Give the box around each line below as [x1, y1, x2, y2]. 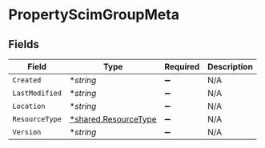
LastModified [12, 89, 62, 98]
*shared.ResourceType [69, 114, 157, 125]
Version [12, 128, 42, 137]
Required [163, 62, 200, 72]
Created [12, 76, 42, 85]
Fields [8, 38, 40, 51]
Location [12, 102, 46, 110]
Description [207, 62, 254, 72]
